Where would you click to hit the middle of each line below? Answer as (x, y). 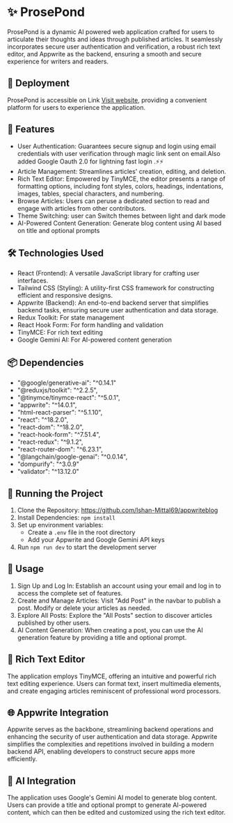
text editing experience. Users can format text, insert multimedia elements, (114, 683)
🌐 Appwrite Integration (58, 713)
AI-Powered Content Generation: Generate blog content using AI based (119, 223)
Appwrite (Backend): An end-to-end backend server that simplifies (113, 303)
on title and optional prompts (58, 230)
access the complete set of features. (70, 593)
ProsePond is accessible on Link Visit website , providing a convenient (107, 100)
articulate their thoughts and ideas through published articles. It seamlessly (115, 39)
